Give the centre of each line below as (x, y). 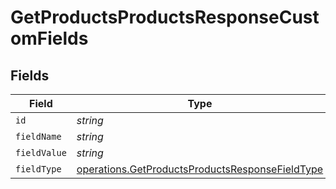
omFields (49, 38)
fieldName (38, 136)
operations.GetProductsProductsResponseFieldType (200, 169)
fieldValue (41, 152)
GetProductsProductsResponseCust (165, 17)
